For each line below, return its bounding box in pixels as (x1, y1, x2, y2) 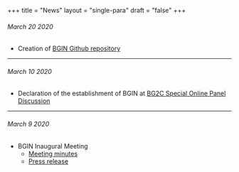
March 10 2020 (7, 67, 52, 75)
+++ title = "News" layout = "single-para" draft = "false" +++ (7, 6, 186, 14)
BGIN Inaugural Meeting (17, 141, 88, 150)
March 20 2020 (7, 22, 53, 31)
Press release (28, 156, 69, 166)
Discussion (17, 97, 51, 105)
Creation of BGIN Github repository (17, 44, 121, 53)
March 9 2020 (7, 120, 50, 128)
